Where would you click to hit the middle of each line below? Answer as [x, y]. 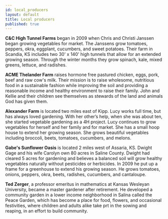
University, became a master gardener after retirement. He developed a [79, 190]
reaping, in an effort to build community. [47, 211]
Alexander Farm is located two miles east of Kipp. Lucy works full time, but [83, 111]
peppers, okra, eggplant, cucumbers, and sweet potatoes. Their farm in [79, 49]
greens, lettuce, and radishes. [36, 65]
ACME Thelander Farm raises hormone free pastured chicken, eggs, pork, [82, 75]
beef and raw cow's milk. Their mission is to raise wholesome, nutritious [80, 80]
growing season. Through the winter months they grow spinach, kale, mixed [84, 60]
